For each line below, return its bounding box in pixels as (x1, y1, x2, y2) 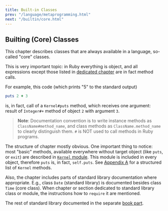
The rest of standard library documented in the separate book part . (5, 200, 144, 206)
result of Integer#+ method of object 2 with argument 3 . (5, 108, 120, 114)
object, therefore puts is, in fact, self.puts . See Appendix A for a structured (5, 159, 162, 165)
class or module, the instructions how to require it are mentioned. (5, 190, 141, 196)
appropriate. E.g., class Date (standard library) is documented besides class (5, 180, 161, 186)
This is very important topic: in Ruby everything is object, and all (5, 64, 138, 70)
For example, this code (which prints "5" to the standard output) (5, 84, 137, 90)
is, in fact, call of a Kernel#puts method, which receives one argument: (5, 103, 151, 109)
